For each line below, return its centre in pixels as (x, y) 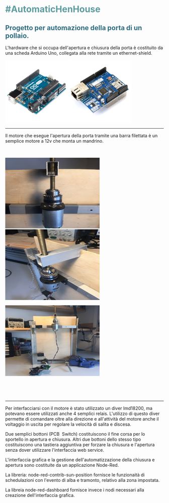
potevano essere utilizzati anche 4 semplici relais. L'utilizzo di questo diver (82, 414)
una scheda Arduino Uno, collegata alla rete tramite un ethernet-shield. (79, 53)
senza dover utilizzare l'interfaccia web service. (55, 450)
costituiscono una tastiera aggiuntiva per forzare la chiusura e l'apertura (80, 445)
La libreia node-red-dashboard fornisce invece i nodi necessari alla (75, 490)
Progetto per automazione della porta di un (74, 28)
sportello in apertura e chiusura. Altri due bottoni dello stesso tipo (73, 439)
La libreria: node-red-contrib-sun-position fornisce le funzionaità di (75, 475)
